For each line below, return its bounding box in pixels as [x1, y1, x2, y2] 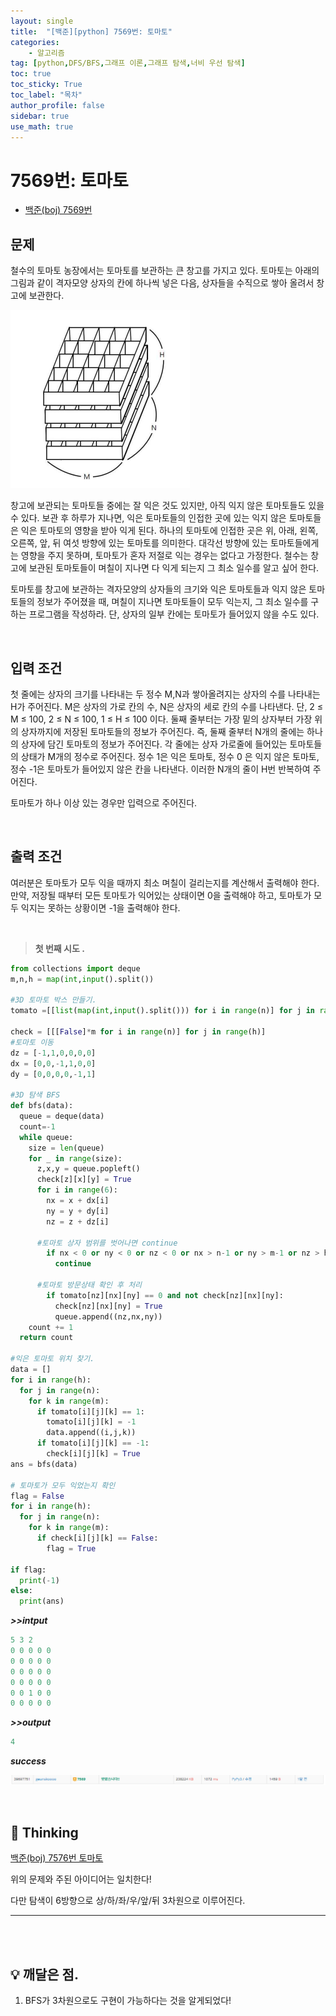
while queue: [19, 1132, 74, 1142]
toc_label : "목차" [10, 90, 83, 100]
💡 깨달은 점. [10, 1966, 79, 1983]
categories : [10, 37, 60, 47]
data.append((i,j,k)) [46, 1428, 137, 1438]
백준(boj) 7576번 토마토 [10, 1852, 104, 1864]
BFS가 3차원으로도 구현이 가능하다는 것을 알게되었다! [24, 1994, 232, 2006]
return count [19, 1333, 74, 1343]
